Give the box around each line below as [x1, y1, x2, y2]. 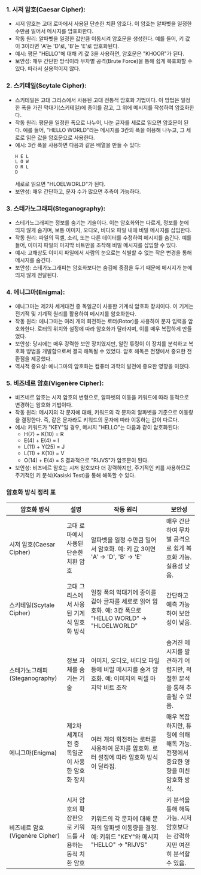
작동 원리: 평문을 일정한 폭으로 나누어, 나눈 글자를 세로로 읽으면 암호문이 [14, 119, 182, 126]
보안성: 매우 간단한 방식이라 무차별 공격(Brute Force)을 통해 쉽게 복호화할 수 [14, 58, 193, 65]
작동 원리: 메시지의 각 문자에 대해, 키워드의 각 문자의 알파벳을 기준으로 [14, 409, 178, 416]
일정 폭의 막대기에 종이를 [90, 588, 157, 596]
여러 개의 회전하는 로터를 [90, 735, 157, 743]
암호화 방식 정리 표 [6, 488, 56, 497]
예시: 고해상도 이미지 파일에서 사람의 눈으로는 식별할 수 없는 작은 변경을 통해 [14, 249, 193, 256]
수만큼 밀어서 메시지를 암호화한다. [14, 28, 94, 35]
